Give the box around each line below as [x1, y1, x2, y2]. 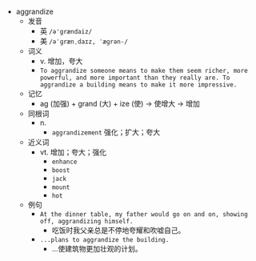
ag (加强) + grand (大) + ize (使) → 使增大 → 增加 [39, 99, 200, 108]
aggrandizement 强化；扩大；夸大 [51, 127, 161, 137]
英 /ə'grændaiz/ [39, 26, 93, 35]
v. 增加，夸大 [39, 56, 83, 66]
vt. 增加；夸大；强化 [39, 147, 107, 157]
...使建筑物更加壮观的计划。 [51, 244, 142, 253]
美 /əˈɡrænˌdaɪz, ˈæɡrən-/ [39, 36, 128, 46]
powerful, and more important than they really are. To [39, 74, 230, 82]
